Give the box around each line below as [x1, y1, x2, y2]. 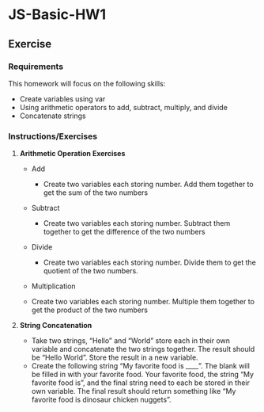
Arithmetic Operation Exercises [19, 149, 126, 158]
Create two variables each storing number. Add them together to [43, 180, 255, 189]
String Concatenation [19, 321, 92, 330]
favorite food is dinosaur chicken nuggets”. [31, 395, 172, 405]
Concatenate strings [19, 111, 86, 120]
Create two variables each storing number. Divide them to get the [43, 257, 257, 267]
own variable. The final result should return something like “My [31, 387, 236, 396]
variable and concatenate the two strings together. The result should [31, 345, 255, 354]
